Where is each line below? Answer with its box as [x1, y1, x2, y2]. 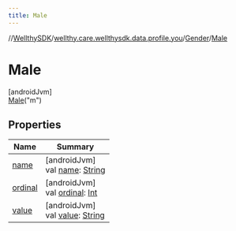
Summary [56, 141, 95, 152]
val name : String [45, 165, 106, 176]
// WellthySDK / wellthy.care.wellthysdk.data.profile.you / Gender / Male [8, 33, 227, 43]
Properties [8, 117, 62, 131]
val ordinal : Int [45, 187, 98, 198]
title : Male [8, 11, 47, 20]
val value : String [45, 210, 105, 221]
